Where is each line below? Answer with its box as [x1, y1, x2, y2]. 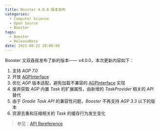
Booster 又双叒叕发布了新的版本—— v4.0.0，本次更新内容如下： [5, 57, 134, 63]
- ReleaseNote [9, 39, 38, 44]
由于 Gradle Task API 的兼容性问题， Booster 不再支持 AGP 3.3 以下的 [12, 98, 151, 104]
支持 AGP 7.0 [12, 68, 38, 74]
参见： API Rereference [17, 120, 63, 127]
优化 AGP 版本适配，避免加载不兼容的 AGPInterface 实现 [12, 80, 125, 86]
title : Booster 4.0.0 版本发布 [5, 7, 66, 12]
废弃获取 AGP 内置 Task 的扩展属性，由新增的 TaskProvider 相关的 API [12, 86, 154, 92]
